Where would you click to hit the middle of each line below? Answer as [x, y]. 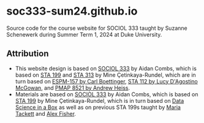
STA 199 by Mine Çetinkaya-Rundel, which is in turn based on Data [100, 100]
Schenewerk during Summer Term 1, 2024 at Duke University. [84, 34]
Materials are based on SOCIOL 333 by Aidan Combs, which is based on [107, 94]
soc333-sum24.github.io [72, 11]
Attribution [28, 54]
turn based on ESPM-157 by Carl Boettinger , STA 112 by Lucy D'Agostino [106, 81]
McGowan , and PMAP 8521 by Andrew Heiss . [73, 88]
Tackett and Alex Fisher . [46, 113]
